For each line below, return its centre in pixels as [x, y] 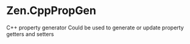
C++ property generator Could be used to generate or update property [95, 28]
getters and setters [30, 34]
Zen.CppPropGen [51, 11]
